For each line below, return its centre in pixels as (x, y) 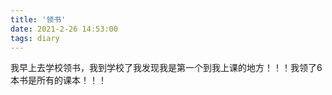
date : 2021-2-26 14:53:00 (64, 29)
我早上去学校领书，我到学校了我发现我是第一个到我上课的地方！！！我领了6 (166, 68)
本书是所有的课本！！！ (58, 80)
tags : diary (35, 38)
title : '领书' (38, 19)
